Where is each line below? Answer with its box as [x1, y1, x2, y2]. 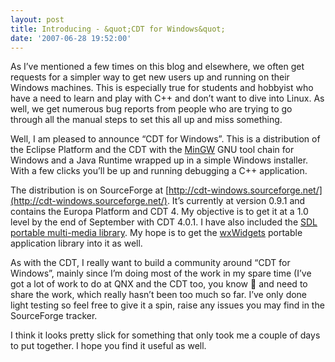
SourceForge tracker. [10, 310, 98, 322]
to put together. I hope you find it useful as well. [10, 340, 207, 352]
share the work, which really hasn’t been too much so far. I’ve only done [10, 289, 308, 301]
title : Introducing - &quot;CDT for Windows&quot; [10, 24, 226, 34]
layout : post [10, 14, 65, 25]
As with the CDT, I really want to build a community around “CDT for [10, 257, 291, 269]
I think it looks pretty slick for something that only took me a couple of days [10, 329, 321, 341]
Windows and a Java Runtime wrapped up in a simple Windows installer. [10, 154, 309, 166]
